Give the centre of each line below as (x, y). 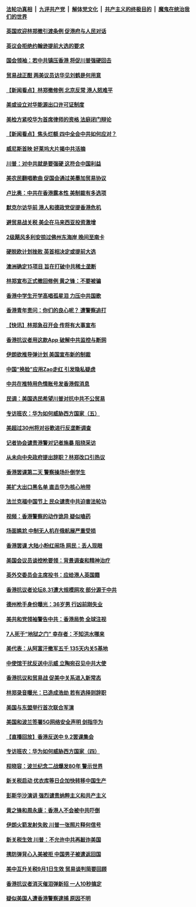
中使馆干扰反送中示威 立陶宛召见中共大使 (56, 663)
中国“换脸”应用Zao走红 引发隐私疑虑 (51, 369)
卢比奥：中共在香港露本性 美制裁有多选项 (56, 192)
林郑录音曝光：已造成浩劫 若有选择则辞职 (56, 693)
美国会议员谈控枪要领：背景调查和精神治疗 (58, 560)
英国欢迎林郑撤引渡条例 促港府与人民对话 (56, 31)
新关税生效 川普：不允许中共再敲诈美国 (54, 839)
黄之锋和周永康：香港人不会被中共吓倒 (53, 810)
